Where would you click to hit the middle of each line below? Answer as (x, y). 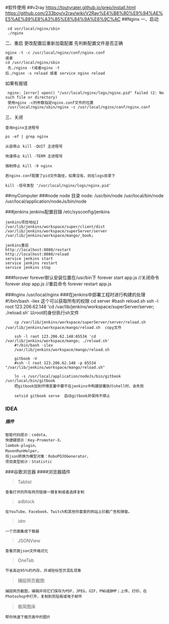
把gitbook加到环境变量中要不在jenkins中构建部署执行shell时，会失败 (79, 386)
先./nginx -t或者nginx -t (33, 68)
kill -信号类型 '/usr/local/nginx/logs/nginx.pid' (58, 186)
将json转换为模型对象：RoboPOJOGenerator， (48, 456)
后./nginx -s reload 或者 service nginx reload (55, 73)
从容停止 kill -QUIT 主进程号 (34, 146)
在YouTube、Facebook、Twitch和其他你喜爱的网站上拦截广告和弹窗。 (69, 512)
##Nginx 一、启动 (140, 19)
